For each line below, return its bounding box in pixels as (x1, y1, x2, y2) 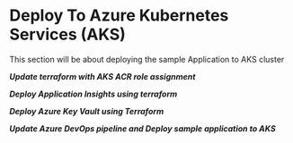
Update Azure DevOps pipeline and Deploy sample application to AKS (9, 122, 276, 134)
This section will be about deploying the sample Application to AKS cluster (9, 54, 285, 64)
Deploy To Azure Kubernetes (9, 5, 229, 26)
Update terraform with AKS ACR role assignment (9, 71, 196, 81)
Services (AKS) (9, 24, 126, 45)
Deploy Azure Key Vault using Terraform (9, 105, 164, 116)
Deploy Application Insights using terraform (9, 88, 178, 99)
